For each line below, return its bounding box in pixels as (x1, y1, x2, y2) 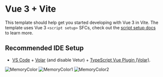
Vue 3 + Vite (5, 3, 56, 15)
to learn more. (5, 30, 33, 36)
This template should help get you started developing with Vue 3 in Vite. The (5, 19, 159, 25)
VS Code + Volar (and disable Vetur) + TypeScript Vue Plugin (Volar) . (12, 57, 151, 63)
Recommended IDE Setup (5, 44, 84, 52)
